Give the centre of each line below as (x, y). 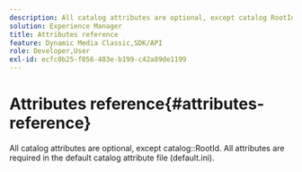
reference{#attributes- (177, 104)
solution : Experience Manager (66, 26)
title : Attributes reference (64, 34)
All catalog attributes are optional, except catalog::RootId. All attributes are (147, 148)
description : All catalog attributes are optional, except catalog (138, 18)
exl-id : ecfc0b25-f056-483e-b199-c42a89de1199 (98, 59)
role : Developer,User (50, 51)
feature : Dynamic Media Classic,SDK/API (86, 43)
